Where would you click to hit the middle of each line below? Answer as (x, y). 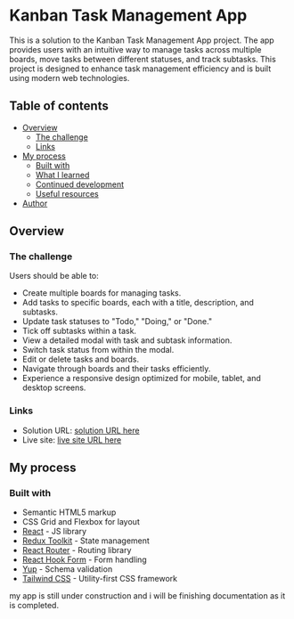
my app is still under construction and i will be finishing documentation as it (147, 596)
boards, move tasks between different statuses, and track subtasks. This (143, 59)
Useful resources (67, 193)
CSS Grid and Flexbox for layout (81, 522)
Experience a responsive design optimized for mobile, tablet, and (141, 379)
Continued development (80, 184)
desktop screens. (54, 387)
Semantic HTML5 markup (69, 512)
